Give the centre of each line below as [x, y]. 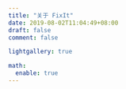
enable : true [37, 73]
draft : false [30, 30]
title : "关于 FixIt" [41, 15]
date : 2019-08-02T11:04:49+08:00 [63, 23]
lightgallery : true [40, 52]
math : [17, 66]
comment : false [33, 37]
